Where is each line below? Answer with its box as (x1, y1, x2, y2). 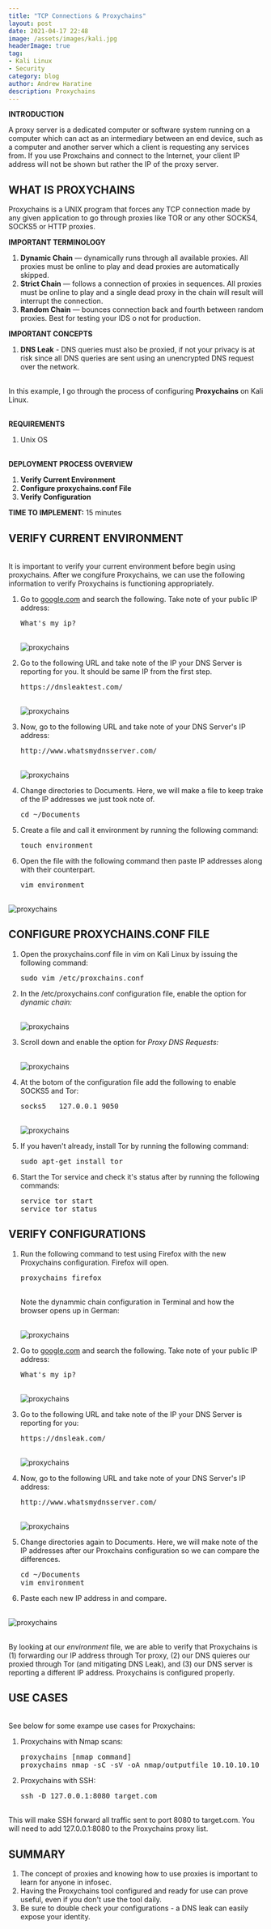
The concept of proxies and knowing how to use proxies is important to (19, 1869, 258, 1879)
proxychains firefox (19, 1273, 102, 1282)
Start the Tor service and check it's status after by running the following (19, 1171, 260, 1181)
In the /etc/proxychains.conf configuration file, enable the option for (19, 988, 247, 998)
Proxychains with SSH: (19, 1776, 96, 1786)
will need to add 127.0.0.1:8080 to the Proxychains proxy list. (8, 1824, 209, 1833)
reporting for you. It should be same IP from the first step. (19, 667, 213, 676)
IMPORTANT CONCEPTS (8, 329, 93, 339)
